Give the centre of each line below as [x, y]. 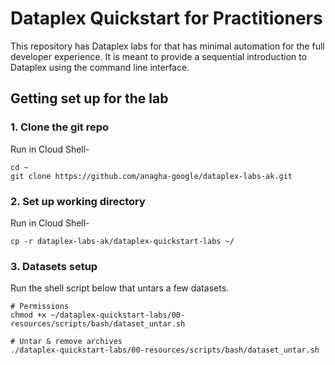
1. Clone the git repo [60, 127]
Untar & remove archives [71, 342]
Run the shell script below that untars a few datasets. [120, 288]
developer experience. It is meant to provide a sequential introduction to [159, 56]
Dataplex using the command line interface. [100, 67]
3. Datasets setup [54, 266]
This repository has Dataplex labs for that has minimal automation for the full [167, 46]
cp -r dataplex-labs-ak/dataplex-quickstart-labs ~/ [122, 241]
